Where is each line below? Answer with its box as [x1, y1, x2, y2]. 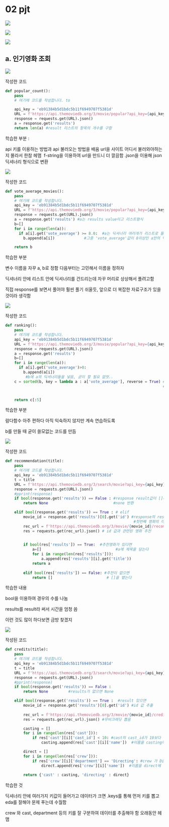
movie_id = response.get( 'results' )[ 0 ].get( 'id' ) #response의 [23, 514, 155, 519]
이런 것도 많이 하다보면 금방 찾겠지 [5, 617, 72, 623]
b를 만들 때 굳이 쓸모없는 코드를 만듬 [5, 428, 76, 434]
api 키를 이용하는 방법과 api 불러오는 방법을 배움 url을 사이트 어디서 [5, 146, 137, 152]
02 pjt [5, 4, 30, 15]
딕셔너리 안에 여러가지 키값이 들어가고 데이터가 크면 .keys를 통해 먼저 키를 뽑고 [5, 793, 160, 799]
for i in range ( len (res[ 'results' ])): [32, 552, 114, 557]
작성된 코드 [5, 637, 27, 643]
